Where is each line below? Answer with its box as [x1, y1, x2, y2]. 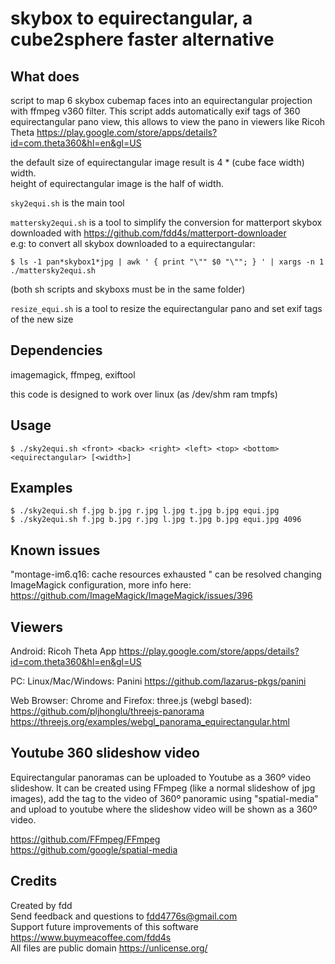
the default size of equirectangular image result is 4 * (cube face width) [10, 157, 305, 168]
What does [10, 68, 80, 85]
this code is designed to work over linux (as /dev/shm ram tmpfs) [10, 388, 278, 400]
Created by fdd [10, 899, 73, 911]
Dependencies [10, 342, 103, 359]
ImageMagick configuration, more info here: [10, 579, 192, 591]
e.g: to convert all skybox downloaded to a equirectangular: [10, 238, 256, 249]
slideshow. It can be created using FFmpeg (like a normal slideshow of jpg [10, 782, 316, 794]
